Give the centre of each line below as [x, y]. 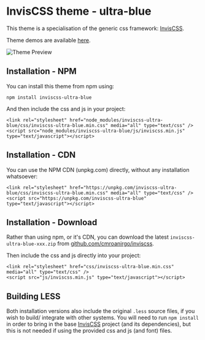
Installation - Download [52, 222]
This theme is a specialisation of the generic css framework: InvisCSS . [95, 28]
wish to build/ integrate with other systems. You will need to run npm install [103, 318]
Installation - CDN [41, 155]
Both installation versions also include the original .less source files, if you [101, 311]
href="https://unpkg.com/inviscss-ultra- [123, 187]
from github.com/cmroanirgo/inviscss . [106, 244]
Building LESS [33, 296]
